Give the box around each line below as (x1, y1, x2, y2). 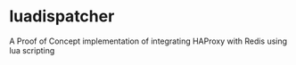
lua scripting (9, 45, 55, 55)
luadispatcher (9, 6, 115, 27)
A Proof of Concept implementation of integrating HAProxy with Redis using (9, 36, 288, 46)
